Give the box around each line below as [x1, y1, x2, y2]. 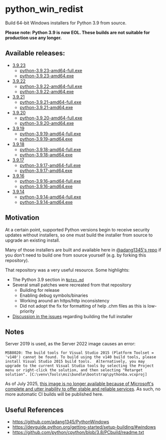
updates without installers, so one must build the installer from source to [5, 232, 153, 238]
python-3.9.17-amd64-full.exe [19, 162, 81, 168]
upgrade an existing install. [5, 237, 60, 243]
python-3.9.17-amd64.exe [19, 167, 73, 173]
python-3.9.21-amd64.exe [19, 104, 73, 110]
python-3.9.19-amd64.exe [19, 136, 73, 142]
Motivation [5, 214, 40, 222]
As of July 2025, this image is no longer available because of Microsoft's [5, 381, 154, 387]
